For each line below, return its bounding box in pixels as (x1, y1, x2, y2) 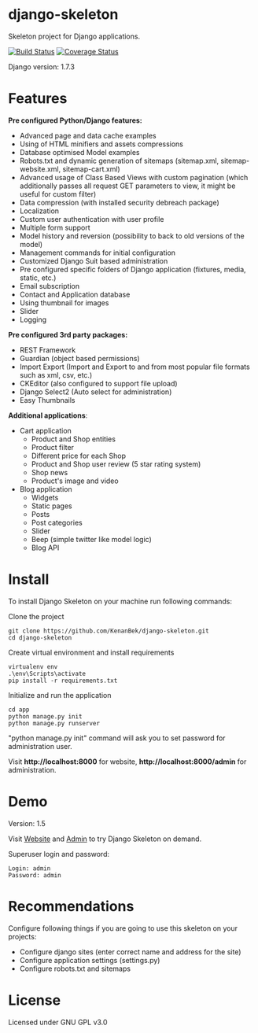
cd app (8, 706, 30, 714)
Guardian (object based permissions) (19, 353, 140, 363)
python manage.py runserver (8, 719, 101, 727)
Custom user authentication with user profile (19, 214, 164, 223)
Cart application (19, 426, 72, 435)
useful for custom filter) (19, 189, 97, 198)
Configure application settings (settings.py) (19, 955, 160, 965)
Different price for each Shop (31, 451, 127, 460)
